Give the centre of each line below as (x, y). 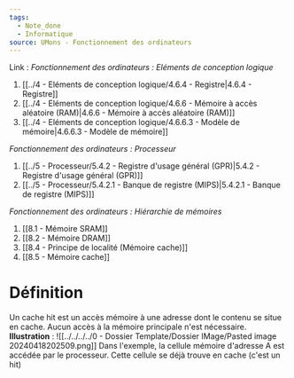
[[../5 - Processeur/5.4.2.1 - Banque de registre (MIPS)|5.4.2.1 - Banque (151, 185)
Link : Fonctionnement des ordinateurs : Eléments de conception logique (141, 67)
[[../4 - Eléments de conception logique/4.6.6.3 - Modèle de (131, 122)
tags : (19, 17)
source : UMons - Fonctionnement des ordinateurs (101, 42)
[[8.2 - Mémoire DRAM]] (66, 238)
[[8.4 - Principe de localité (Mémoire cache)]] (105, 248)
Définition (46, 293)
